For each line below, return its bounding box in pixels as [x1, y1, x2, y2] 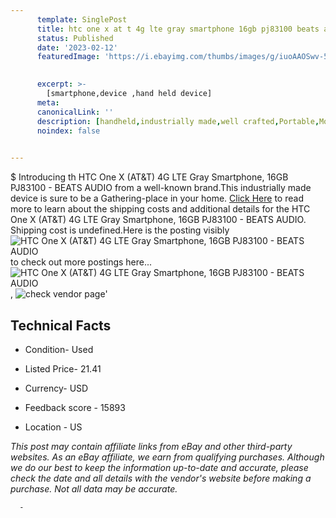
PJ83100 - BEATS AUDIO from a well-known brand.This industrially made [10, 182, 312, 194]
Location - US [24, 421, 83, 433]
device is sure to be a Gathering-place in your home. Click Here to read [10, 192, 304, 205]
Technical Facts [10, 317, 112, 334]
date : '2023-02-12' [36, 42, 118, 53]
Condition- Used [24, 343, 94, 355]
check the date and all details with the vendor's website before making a [10, 472, 312, 484]
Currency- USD [24, 382, 89, 394]
